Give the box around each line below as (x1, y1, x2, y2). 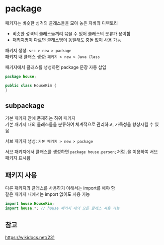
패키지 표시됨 (5, 155, 31, 161)
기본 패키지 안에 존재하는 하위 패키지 (5, 115, 76, 121)
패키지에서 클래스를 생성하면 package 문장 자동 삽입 (5, 64, 107, 70)
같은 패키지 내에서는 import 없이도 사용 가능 (5, 191, 90, 197)
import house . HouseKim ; (5, 201, 55, 206)
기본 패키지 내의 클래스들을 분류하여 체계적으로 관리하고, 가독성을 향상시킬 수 (5, 121, 154, 127)
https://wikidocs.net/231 (5, 234, 55, 240)
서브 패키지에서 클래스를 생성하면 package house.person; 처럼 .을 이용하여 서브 (5, 149, 158, 155)
